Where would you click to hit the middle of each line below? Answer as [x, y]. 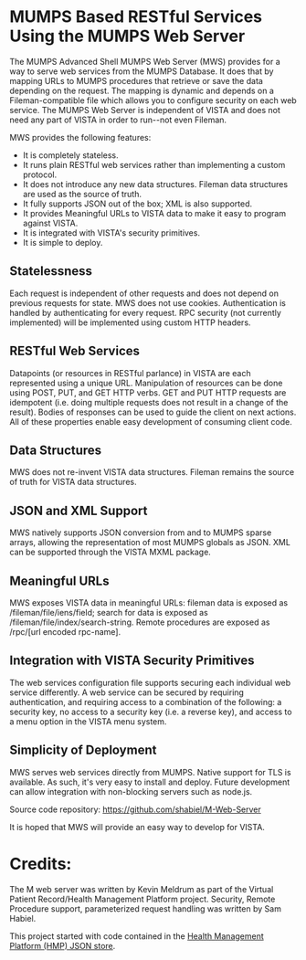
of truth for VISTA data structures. [73, 482]
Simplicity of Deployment [83, 750]
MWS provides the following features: [80, 137]
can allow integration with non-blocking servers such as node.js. [131, 791]
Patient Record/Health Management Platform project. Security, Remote [142, 899]
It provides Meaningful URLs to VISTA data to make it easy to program [154, 213]
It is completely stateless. [70, 155]
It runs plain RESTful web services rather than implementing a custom [154, 164]
